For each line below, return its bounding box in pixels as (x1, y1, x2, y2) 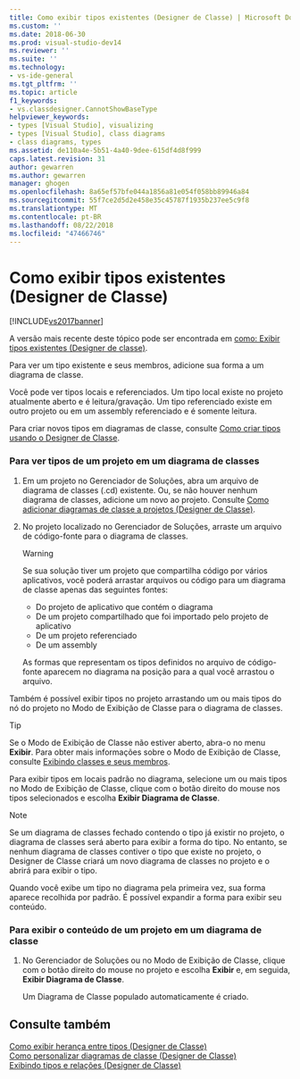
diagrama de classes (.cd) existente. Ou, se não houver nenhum (21, 484, 258, 496)
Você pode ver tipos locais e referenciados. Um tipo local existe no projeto (9, 387, 284, 397)
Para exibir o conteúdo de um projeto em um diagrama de (9, 924, 262, 936)
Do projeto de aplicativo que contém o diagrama (35, 601, 213, 612)
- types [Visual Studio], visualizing (9, 121, 154, 130)
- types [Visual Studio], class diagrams (9, 130, 166, 138)
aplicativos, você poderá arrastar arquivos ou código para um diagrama (21, 574, 286, 585)
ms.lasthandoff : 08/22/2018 (9, 221, 114, 230)
